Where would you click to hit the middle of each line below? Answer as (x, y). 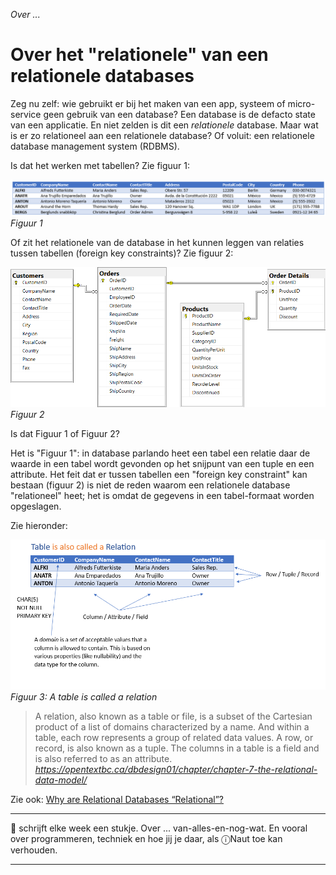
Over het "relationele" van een (139, 55)
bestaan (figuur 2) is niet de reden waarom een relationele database (150, 485)
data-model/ (61, 780)
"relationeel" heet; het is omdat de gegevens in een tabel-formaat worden (162, 496)
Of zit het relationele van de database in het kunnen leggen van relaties (157, 243)
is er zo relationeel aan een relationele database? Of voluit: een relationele (162, 135)
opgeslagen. (36, 506)
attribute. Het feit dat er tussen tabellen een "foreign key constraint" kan (159, 475)
